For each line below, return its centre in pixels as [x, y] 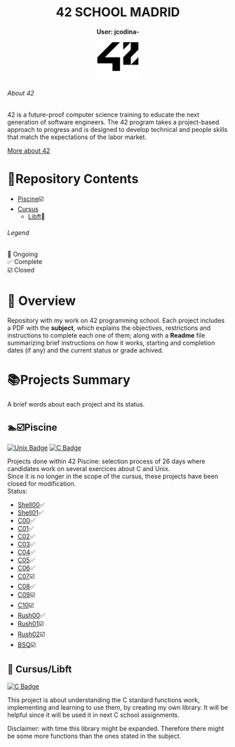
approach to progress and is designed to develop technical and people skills [117, 130]
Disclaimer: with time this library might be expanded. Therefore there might [116, 728]
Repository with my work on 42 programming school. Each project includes [116, 321]
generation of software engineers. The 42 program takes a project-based [113, 122]
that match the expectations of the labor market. [77, 137]
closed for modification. [42, 483]
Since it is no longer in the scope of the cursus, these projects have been [113, 476]
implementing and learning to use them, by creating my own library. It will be [117, 707]
